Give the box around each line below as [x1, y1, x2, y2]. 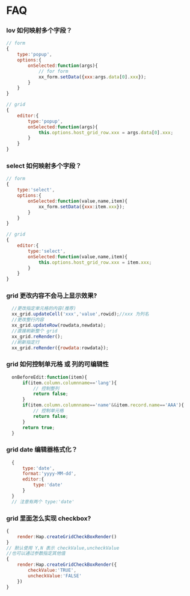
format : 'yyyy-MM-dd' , [22, 471, 77, 477]
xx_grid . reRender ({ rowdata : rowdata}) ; [11, 344, 109, 351]
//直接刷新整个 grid [11, 327, 58, 334]
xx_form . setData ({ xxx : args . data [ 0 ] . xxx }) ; [38, 73, 147, 80]
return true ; [22, 424, 55, 430]
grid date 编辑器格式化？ [6, 445, 78, 454]
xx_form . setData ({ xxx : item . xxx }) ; [38, 203, 125, 210]
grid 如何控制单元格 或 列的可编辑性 [6, 360, 109, 368]
